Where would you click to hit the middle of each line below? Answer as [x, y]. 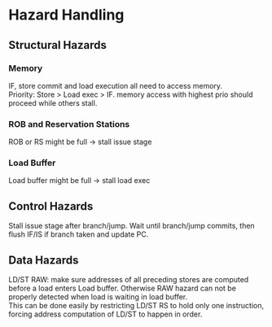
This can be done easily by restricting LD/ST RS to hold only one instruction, [136, 306]
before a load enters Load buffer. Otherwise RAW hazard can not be [122, 288]
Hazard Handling [66, 15]
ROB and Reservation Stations [69, 124]
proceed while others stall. [53, 102]
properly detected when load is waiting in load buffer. [98, 297]
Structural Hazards [58, 45]
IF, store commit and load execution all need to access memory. [115, 85]
